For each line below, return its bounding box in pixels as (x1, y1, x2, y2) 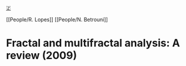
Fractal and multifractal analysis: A (6, 37, 180, 50)
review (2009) (6, 49, 77, 62)
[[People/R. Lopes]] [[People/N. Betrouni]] (6, 16, 109, 23)
